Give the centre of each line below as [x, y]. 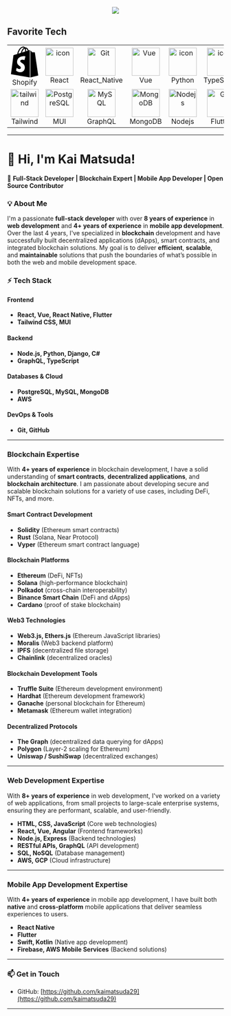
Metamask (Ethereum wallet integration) [75, 711]
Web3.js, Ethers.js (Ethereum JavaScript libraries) [89, 635]
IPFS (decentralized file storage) [63, 650]
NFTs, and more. [31, 498]
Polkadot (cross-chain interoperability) [72, 590]
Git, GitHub [33, 430]
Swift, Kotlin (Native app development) [73, 942]
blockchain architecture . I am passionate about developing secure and [108, 484]
